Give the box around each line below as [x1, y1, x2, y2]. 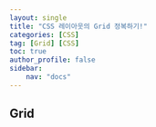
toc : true [9, 47, 47, 56]
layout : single [9, 13, 68, 23]
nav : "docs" [26, 73, 71, 82]
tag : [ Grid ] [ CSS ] [9, 38, 79, 48]
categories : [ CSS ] [9, 30, 79, 39]
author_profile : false [9, 55, 96, 64]
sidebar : [9, 64, 43, 73]
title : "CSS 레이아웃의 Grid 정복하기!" [9, 22, 148, 31]
